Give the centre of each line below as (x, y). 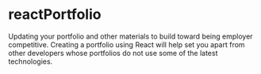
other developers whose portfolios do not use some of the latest (113, 53)
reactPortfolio (55, 15)
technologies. (31, 61)
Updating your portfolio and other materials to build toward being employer (130, 36)
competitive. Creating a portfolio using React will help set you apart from (127, 44)
